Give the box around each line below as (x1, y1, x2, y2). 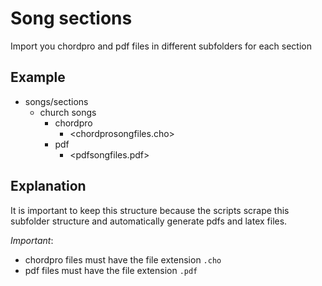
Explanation (10, 178, 87, 195)
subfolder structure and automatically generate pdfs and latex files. (10, 215, 288, 227)
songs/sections (24, 95, 89, 107)
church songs (39, 106, 97, 118)
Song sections (10, 7, 133, 30)
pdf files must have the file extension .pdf (24, 264, 198, 276)
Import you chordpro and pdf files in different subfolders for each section (10, 40, 312, 52)
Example (10, 69, 66, 86)
